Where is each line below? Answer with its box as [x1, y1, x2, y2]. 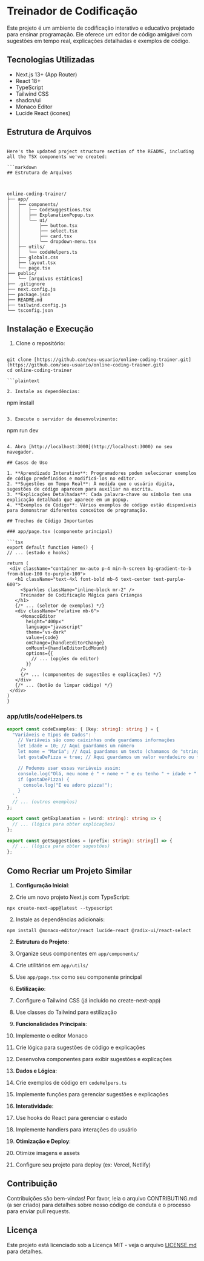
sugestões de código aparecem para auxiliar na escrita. [7, 486, 154, 492]
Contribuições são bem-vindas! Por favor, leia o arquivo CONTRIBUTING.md [7, 1194, 197, 1202]
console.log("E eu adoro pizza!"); [22, 782, 113, 788]
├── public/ [7, 270, 37, 276]
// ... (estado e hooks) [7, 550, 70, 556]
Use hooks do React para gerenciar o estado [15, 1114, 128, 1121]
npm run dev [7, 427, 39, 434]
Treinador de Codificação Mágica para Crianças [20, 592, 143, 598]
